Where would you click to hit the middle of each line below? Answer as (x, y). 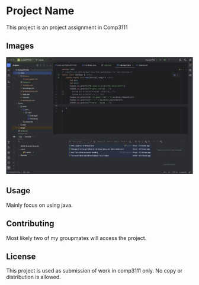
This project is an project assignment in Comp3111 (67, 27)
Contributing (30, 224)
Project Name (40, 11)
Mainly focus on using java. (39, 205)
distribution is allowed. (33, 277)
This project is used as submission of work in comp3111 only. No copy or (94, 271)
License (21, 257)
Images (20, 46)
